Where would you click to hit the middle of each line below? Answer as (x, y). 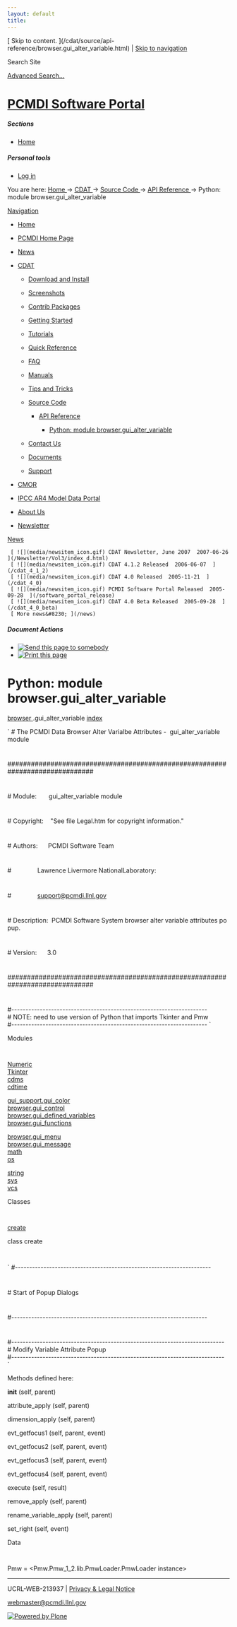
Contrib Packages (54, 306)
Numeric (20, 1065)
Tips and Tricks (50, 389)
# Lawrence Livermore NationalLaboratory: (82, 870)
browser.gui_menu (34, 1137)
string (16, 1173)
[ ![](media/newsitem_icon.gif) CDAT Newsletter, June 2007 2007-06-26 (120, 552)
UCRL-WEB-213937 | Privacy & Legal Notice (71, 1588)
